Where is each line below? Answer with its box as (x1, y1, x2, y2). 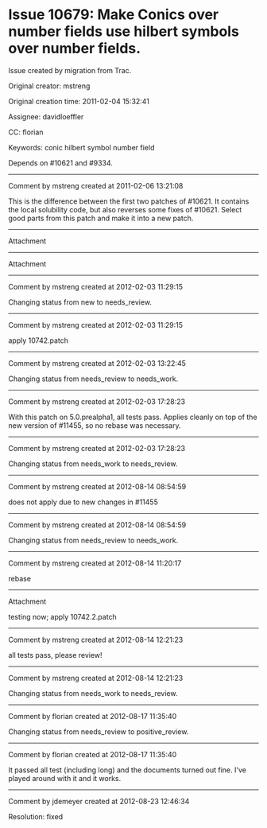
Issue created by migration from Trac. (8, 65, 132, 75)
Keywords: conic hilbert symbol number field (8, 142, 155, 152)
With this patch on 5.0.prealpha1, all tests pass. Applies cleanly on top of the (8, 412, 257, 422)
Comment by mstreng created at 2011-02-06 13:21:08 (8, 181, 184, 190)
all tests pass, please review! (8, 650, 103, 659)
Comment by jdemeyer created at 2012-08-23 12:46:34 (8, 796, 190, 806)
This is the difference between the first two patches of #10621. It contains (8, 196, 250, 206)
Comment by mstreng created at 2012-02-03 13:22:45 (8, 358, 187, 367)
